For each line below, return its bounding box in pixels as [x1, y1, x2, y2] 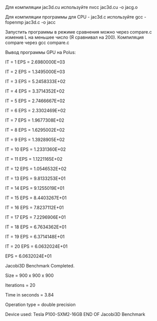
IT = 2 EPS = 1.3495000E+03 [5, 69, 65, 75]
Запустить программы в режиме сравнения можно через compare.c [5, 29, 152, 35]
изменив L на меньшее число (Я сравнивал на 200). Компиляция [5, 35, 144, 40]
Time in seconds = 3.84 [5, 292, 54, 297]
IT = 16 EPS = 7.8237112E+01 [5, 205, 64, 210]
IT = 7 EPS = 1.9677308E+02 [5, 117, 65, 123]
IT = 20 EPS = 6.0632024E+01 [5, 243, 68, 249]
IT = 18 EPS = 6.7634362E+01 [5, 224, 66, 230]
